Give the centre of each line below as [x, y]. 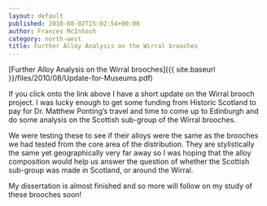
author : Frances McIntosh [52, 31]
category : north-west [45, 39]
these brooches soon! [45, 195]
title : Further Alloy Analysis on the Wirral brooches [103, 46]
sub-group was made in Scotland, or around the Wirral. [101, 170]
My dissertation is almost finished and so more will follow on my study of [131, 186]
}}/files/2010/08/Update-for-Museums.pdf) [81, 78]
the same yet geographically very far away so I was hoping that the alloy [130, 153]
